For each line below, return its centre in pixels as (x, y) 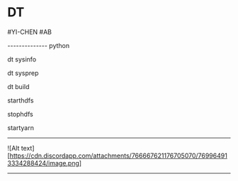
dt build (18, 86)
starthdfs (21, 100)
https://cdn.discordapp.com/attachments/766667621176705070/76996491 (119, 156)
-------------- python (38, 45)
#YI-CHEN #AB (29, 32)
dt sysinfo (22, 59)
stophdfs (20, 114)
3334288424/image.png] (45, 163)
